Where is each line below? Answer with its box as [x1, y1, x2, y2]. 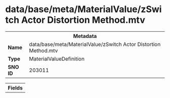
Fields [8, 84, 23, 91]
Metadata [73, 32, 97, 39]
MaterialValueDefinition [29, 55, 85, 62]
